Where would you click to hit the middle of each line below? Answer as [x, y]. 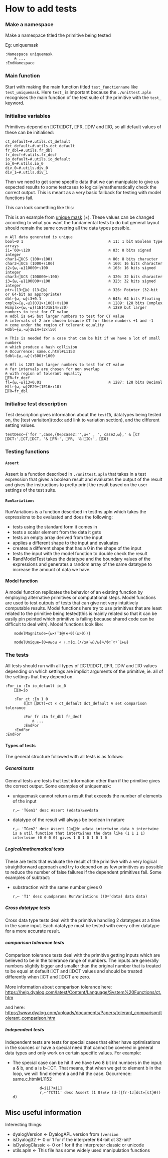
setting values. [20, 425]
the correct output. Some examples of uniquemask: [58, 786]
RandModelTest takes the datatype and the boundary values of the [81, 559]
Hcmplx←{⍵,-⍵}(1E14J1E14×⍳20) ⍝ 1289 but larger [76, 308]
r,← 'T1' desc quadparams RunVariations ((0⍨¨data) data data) [80, 897]
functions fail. [19, 198]
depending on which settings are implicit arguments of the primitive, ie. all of [84, 671]
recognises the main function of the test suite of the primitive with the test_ [83, 97]
